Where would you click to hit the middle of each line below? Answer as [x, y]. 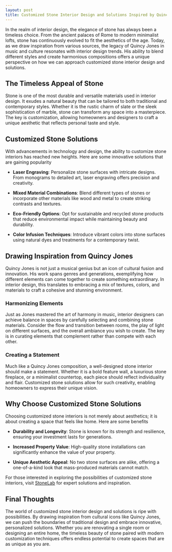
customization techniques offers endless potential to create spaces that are [85, 539]
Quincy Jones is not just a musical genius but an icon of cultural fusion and [84, 268]
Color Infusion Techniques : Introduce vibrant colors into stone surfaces [89, 235]
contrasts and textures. [37, 204]
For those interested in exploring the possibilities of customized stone [79, 478]
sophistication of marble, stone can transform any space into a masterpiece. [86, 112]
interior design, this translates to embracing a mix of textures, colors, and [82, 284]
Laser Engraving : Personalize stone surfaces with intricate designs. [84, 172]
